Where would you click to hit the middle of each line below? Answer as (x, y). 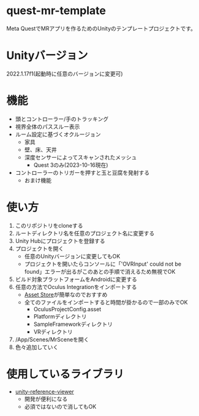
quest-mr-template (56, 11)
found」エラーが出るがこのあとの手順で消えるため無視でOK (100, 271)
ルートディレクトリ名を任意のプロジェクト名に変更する (85, 233)
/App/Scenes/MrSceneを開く (52, 339)
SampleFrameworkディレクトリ (73, 324)
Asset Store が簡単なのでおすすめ (66, 295)
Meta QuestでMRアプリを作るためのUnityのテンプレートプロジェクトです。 (101, 28)
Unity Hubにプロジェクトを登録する (60, 241)
